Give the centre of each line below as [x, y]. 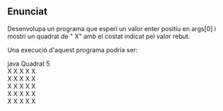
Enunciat [27, 12]
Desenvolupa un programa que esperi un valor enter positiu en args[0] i [112, 28]
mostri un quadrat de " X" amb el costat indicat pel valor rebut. [99, 36]
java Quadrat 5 [29, 64]
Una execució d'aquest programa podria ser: [73, 49]
